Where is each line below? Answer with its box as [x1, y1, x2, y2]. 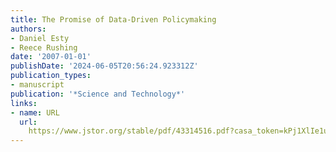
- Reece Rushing [10, 42, 78, 53]
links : [10, 98, 38, 108]
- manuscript [10, 80, 65, 90]
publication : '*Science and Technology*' [10, 89, 186, 99]
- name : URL [10, 107, 60, 118]
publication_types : [10, 71, 92, 81]
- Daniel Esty [10, 33, 70, 43]
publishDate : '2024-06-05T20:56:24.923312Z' [10, 61, 199, 71]
